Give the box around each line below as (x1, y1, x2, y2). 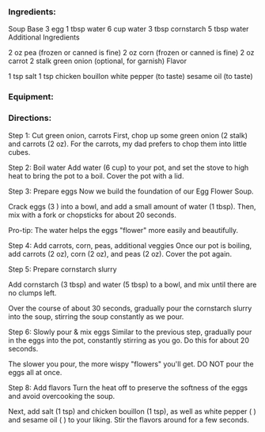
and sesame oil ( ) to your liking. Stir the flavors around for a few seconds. (8, 415, 249, 424)
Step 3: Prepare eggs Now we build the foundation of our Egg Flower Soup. (8, 186, 254, 196)
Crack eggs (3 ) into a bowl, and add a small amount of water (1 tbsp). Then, (8, 201, 256, 211)
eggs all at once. (8, 367, 62, 377)
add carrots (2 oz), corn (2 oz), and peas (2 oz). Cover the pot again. (8, 249, 232, 258)
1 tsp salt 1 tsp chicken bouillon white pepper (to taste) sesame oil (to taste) (8, 72, 253, 81)
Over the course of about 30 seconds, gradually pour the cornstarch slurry (8, 303, 252, 313)
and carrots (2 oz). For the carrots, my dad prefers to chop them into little (8, 139, 248, 148)
